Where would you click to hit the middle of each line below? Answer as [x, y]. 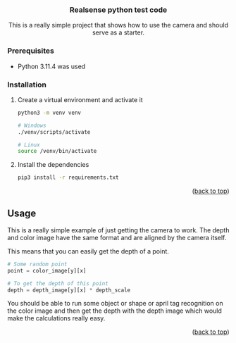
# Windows [32, 125]
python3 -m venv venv [49, 113]
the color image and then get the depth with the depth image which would [114, 311]
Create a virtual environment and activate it [80, 99]
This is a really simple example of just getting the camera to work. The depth [118, 230]
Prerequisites [31, 51]
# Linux [29, 145]
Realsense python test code [118, 10]
